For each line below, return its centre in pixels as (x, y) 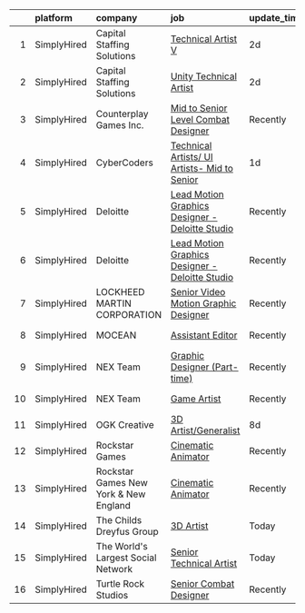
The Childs (119, 520)
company (117, 18)
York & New (121, 494)
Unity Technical (204, 76)
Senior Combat (202, 583)
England (113, 505)
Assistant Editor (204, 335)
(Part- (225, 367)
